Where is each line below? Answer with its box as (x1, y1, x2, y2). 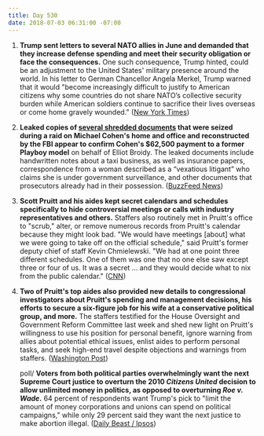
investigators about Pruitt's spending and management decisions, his (19, 295, 252, 304)
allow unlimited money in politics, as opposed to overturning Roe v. (19, 385, 244, 394)
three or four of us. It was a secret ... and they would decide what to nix (19, 262, 251, 272)
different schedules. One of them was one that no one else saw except (19, 255, 249, 264)
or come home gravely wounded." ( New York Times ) (19, 107, 190, 116)
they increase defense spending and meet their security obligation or (19, 49, 251, 58)
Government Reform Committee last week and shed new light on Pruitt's (19, 320, 254, 329)
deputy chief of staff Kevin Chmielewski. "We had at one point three (19, 246, 240, 255)
